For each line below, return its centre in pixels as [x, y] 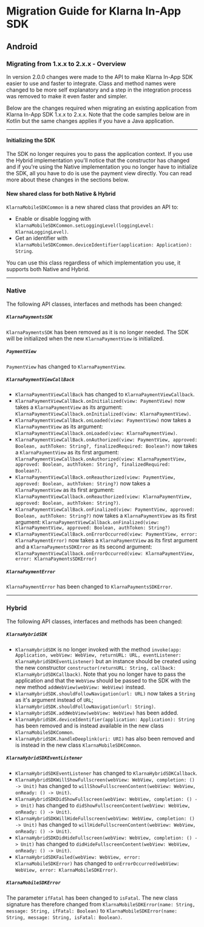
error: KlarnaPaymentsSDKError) [56, 559]
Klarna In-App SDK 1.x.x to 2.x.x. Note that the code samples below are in [98, 114]
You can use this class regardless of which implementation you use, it [93, 263]
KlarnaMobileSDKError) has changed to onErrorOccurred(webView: [97, 863]
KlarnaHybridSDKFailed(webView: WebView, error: [78, 857]
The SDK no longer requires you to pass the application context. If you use [100, 154]
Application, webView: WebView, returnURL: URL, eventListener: [98, 655]
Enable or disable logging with [53, 219]
